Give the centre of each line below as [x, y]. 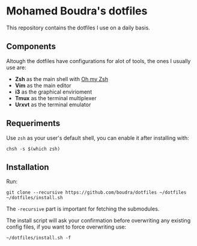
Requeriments [33, 123]
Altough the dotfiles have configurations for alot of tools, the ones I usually [98, 61]
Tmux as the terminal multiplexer [56, 98]
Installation [28, 167]
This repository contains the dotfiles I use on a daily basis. [78, 28]
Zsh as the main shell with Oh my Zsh [61, 79]
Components [31, 46]
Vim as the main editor [43, 85]
